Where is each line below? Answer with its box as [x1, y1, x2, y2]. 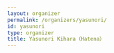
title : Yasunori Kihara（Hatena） [7, 36, 106, 43]
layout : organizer [7, 10, 60, 17]
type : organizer [7, 29, 54, 36]
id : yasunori [7, 23, 45, 30]
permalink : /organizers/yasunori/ [7, 17, 108, 23]
